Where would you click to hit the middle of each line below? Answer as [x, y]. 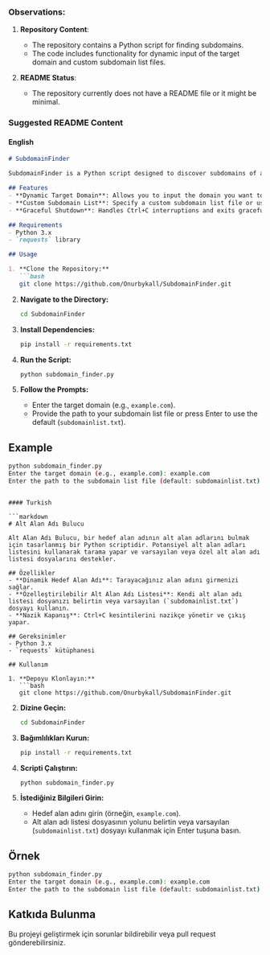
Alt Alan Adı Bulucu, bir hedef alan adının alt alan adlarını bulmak [129, 537]
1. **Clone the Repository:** [59, 269]
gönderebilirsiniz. [37, 942]
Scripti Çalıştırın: [49, 768]
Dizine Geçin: [43, 707]
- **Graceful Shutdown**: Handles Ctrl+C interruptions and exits [122, 210]
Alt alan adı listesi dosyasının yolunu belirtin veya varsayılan [131, 822]
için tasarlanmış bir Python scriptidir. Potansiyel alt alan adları [127, 545]
